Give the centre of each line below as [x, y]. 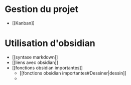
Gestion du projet [42, 9]
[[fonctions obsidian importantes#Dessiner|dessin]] [73, 73]
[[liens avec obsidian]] [35, 62]
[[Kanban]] [23, 23]
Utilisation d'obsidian [50, 43]
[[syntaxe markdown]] [35, 57]
